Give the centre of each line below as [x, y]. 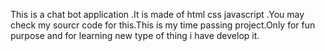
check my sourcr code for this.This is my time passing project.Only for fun [163, 25]
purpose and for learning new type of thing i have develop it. [135, 35]
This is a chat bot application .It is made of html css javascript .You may [157, 14]
